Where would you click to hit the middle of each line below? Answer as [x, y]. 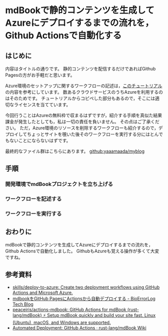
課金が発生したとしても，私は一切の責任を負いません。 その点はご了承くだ [82, 122]
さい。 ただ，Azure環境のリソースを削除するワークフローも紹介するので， [82, 128]
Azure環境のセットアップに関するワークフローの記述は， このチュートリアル [84, 86]
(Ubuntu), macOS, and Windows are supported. [62, 322]
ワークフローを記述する [33, 199]
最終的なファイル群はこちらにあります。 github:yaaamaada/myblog [75, 151]
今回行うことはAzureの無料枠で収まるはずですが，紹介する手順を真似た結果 [84, 115]
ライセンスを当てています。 [42, 105]
